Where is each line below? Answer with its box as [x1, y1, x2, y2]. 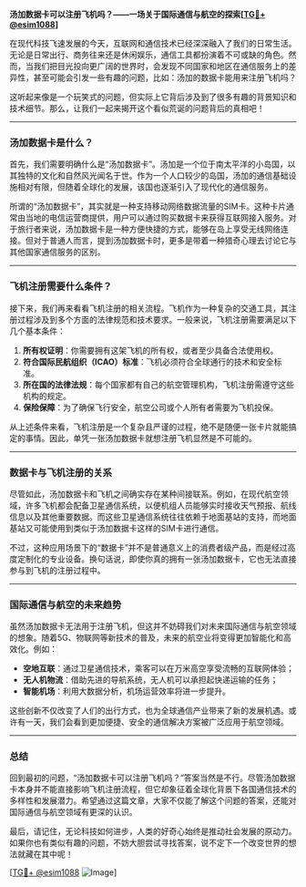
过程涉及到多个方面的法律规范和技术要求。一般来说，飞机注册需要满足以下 [16, 314, 297, 325]
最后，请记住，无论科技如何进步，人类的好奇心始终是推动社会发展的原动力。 [9, 826, 297, 837]
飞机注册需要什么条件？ [9, 280, 112, 293]
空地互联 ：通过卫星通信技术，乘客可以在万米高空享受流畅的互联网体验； [22, 663, 294, 674]
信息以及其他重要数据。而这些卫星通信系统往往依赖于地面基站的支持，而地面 [9, 511, 297, 522]
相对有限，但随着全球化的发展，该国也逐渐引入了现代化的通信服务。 [16, 181, 273, 192]
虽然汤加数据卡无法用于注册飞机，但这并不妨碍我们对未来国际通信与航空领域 [9, 621, 297, 632]
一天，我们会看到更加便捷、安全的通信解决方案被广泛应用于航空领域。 [25, 717, 289, 727]
